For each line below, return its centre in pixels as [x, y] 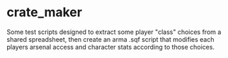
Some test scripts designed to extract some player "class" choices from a [114, 32]
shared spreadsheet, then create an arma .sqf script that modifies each [110, 39]
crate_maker [45, 12]
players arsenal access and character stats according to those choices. [111, 47]
